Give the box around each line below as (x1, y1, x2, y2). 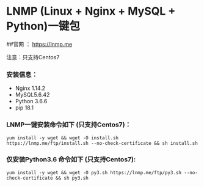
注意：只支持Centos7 (6, 53, 60, 61)
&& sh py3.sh (55, 175, 89, 181)
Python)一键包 (6, 20, 81, 33)
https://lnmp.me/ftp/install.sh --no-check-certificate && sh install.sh (6, 140, 199, 146)
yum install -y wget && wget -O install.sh (6, 134, 119, 141)
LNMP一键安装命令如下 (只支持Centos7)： (6, 120, 131, 129)
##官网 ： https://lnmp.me (6, 40, 73, 48)
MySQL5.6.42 (15, 91, 50, 98)
